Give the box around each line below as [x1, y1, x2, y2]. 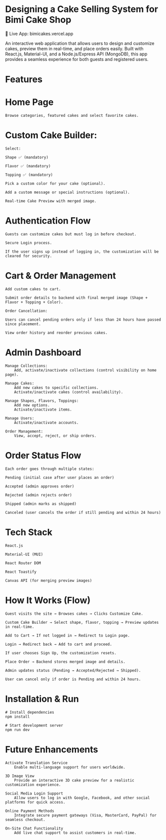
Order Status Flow [5, 450, 82, 461]
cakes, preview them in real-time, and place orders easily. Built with [5, 45, 144, 51]
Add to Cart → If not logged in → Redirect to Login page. [5, 633, 130, 638]
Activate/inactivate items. [14, 407, 72, 412]
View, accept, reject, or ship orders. [14, 433, 97, 438]
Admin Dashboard [5, 347, 82, 358]
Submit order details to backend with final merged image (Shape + [5, 295, 148, 300]
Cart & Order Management [5, 270, 116, 282]
